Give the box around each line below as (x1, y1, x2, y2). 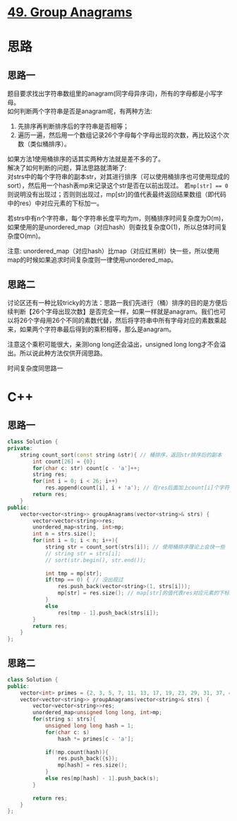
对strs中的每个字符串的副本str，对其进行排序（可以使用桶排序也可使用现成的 (7, 173, 230, 181)
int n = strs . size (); (32, 530, 97, 538)
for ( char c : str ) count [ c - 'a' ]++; (32, 464, 140, 471)
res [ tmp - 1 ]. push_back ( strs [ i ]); (57, 609, 159, 616)
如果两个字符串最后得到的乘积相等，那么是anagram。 (19, 325, 175, 333)
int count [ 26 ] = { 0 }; (32, 458, 97, 465)
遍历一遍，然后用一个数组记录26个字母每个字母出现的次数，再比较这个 (17, 131, 224, 139)
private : (7, 444, 33, 452)
